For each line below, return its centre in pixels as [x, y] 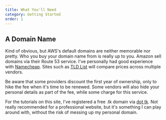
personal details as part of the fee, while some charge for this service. [77, 92]
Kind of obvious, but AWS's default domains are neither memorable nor [78, 51]
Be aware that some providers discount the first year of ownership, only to [81, 82]
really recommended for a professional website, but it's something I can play [83, 107]
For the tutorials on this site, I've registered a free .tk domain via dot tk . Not [82, 102]
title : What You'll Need [31, 10]
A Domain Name [30, 39]
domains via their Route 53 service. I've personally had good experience [79, 61]
